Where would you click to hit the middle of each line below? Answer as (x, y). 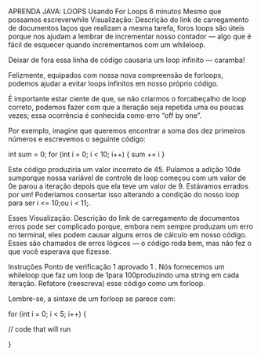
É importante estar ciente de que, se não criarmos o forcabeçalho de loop (127, 99)
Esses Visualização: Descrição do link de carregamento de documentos (124, 218)
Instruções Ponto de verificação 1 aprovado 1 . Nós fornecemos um (116, 267)
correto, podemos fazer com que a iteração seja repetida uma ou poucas (126, 107)
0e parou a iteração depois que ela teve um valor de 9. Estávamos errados (129, 186)
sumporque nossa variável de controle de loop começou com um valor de (127, 178)
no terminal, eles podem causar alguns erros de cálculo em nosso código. (128, 235)
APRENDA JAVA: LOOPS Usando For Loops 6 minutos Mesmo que (115, 11)
